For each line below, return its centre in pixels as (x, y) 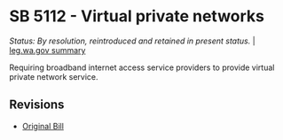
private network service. (54, 76)
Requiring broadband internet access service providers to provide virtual (142, 67)
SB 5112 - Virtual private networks (137, 16)
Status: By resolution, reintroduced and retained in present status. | (132, 41)
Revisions (37, 105)
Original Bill (43, 126)
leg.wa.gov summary (47, 50)
